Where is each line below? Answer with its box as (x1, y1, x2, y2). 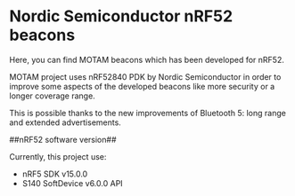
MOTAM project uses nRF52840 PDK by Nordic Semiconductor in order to (9, 71, 282, 82)
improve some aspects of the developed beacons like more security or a (9, 81, 275, 91)
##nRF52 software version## (9, 134, 117, 145)
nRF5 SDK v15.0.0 (21, 169, 88, 179)
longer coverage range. (9, 90, 95, 101)
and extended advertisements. (9, 117, 122, 128)
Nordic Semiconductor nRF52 (9, 6, 234, 27)
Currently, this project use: (9, 151, 107, 161)
